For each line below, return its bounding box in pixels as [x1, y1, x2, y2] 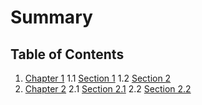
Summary [10, 6, 93, 29]
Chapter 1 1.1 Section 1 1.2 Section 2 [24, 72, 172, 84]
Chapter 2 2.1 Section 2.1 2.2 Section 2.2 [24, 83, 192, 95]
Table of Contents [10, 46, 125, 63]
